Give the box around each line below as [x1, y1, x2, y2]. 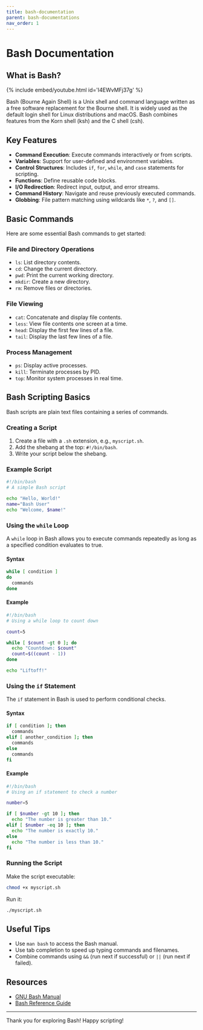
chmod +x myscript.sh [6, 885, 61, 891]
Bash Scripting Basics [6, 392, 91, 403]
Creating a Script [6, 423, 57, 432]
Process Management [6, 348, 72, 356]
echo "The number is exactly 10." [11, 828, 98, 834]
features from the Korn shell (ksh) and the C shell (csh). [6, 118, 145, 125]
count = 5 [6, 629, 26, 635]
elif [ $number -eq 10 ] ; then [6, 822, 85, 828]
